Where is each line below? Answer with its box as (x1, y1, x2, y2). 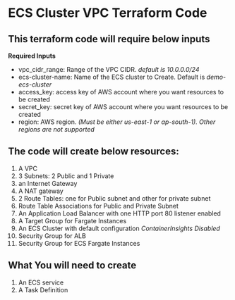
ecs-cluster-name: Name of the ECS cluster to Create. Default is (18, 73, 205, 81)
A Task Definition (18, 285, 68, 294)
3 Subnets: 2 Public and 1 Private (18, 171, 114, 180)
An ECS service (18, 278, 64, 287)
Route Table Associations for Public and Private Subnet (18, 201, 179, 210)
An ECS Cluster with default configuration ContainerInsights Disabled (18, 224, 221, 232)
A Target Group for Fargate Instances (18, 216, 127, 225)
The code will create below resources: (8, 146, 179, 158)
